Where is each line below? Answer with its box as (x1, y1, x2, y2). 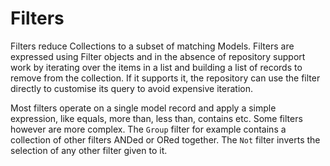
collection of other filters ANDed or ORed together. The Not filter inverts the (10, 133, 321, 146)
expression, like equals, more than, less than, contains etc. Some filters (10, 112, 303, 124)
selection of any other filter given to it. (10, 144, 168, 156)
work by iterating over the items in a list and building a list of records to (10, 61, 303, 73)
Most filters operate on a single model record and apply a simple (10, 102, 277, 114)
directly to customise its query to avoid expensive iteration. (10, 82, 253, 94)
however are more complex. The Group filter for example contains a (10, 123, 287, 135)
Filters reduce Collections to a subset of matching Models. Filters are (10, 40, 295, 52)
